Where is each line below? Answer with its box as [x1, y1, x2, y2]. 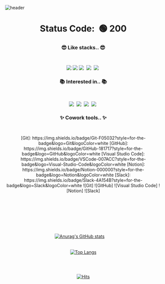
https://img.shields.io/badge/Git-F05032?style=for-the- [32, 135, 146, 141]
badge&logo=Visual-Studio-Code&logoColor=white [21, 161, 126, 167]
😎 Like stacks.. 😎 [61, 44, 106, 51]
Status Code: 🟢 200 [40, 23, 127, 34]
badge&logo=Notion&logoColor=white [36, 172, 114, 178]
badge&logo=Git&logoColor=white [38, 141, 109, 146]
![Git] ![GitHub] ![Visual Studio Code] [83, 183, 158, 189]
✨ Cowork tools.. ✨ [59, 114, 107, 121]
